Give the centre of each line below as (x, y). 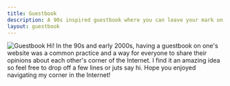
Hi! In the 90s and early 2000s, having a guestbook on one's (132, 46)
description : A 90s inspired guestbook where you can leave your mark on (115, 20)
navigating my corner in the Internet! (59, 75)
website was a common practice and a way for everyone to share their (107, 53)
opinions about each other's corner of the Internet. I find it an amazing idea (114, 61)
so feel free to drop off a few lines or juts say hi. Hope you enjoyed (102, 68)
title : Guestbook (32, 13)
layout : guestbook (33, 26)
